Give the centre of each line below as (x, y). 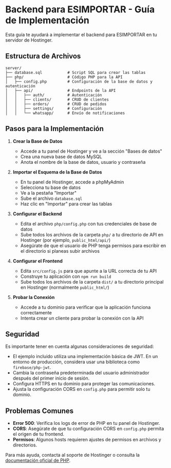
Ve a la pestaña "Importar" (49, 193)
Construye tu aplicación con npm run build (66, 276)
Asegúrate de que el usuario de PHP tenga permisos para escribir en (93, 246)
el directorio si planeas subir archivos (60, 251)
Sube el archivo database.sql (51, 198)
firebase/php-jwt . (32, 367)
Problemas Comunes (40, 411)
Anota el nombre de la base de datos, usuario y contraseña (83, 162)
